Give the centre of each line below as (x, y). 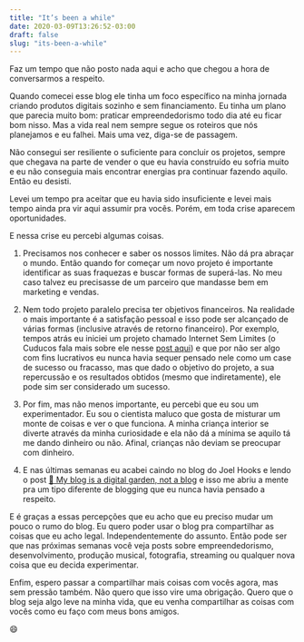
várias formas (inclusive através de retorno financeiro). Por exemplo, (151, 329)
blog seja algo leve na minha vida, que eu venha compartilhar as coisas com (152, 602)
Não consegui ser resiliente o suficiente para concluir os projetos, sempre (147, 153)
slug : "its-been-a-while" (58, 43)
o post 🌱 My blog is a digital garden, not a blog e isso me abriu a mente (155, 480)
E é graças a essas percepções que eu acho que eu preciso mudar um (142, 517)
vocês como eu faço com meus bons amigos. (94, 612)
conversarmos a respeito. (57, 79)
